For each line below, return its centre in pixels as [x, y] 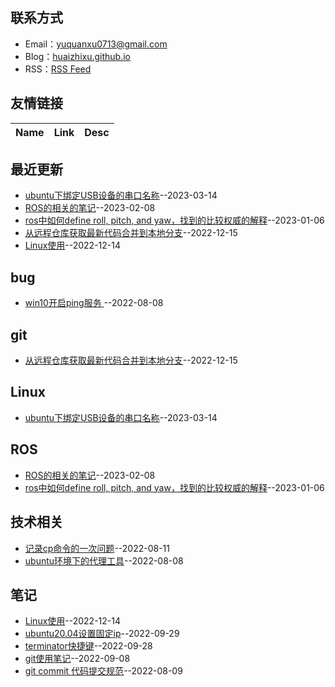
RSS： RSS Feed [58, 69]
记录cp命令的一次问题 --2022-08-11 [97, 548]
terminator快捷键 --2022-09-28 [88, 646]
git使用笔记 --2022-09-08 [77, 659]
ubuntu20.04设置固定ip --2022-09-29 [102, 634]
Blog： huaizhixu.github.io [77, 56]
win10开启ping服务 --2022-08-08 [94, 303]
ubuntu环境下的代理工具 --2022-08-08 [104, 560]
